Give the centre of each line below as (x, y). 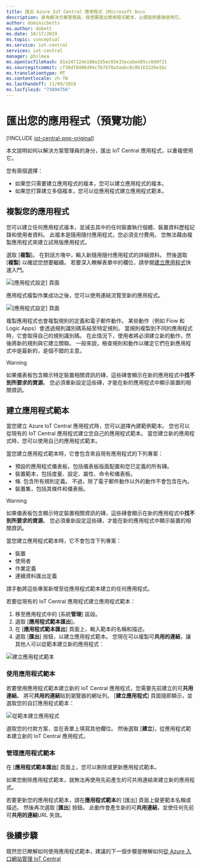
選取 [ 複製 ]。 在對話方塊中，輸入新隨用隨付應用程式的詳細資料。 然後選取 (97, 254)
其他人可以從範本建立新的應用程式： (60, 644)
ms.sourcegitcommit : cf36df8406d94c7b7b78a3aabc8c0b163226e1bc (87, 67)
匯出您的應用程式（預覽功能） (80, 121)
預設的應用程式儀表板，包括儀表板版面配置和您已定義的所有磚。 (93, 466)
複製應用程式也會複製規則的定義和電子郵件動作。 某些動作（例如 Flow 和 (96, 320)
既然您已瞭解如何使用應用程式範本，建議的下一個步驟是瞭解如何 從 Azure (95, 851)
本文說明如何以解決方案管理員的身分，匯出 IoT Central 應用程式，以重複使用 (100, 150)
